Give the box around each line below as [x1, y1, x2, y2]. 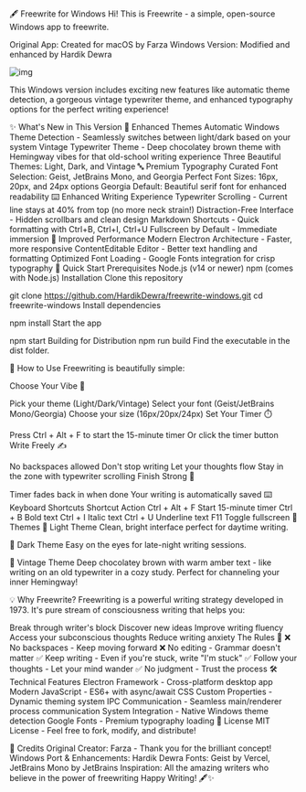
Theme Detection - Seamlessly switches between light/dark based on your [9, 132, 290, 143]
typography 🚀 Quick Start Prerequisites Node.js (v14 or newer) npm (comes [9, 262, 294, 273]
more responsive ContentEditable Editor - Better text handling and [9, 243, 258, 254]
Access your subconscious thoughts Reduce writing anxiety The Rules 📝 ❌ [9, 632, 291, 643]
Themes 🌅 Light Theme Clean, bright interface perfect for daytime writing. [9, 521, 290, 532]
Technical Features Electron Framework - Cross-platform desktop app [9, 677, 274, 687]
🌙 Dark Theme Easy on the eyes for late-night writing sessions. [9, 540, 247, 550]
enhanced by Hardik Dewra [9, 49, 112, 59]
